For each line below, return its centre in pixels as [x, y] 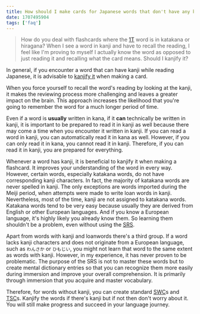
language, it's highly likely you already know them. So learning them [90, 218]
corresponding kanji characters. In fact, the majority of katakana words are [98, 180]
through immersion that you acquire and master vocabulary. [79, 281]
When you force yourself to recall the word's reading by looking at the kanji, [99, 88]
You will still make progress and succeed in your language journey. [88, 304]
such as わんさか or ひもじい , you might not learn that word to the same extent [99, 249]
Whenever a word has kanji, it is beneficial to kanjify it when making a [91, 162]
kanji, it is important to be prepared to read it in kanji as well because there [98, 125]
